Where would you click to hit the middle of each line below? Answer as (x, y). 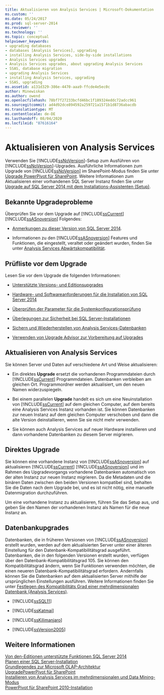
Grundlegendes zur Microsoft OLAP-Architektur (53, 667)
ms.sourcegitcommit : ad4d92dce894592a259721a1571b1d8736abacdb (71, 105)
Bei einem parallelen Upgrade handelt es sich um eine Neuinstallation (82, 399)
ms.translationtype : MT (29, 110)
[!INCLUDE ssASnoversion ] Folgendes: (43, 219)
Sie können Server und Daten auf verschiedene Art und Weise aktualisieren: (81, 364)
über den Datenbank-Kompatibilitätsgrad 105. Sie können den (67, 560)
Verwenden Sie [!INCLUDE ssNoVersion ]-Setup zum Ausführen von (72, 161)
